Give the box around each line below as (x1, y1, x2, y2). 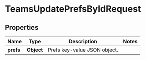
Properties (5, 23, 39, 32)
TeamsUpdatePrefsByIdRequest (5, 3, 141, 15)
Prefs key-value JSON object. (48, 46, 118, 53)
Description (69, 38, 97, 45)
